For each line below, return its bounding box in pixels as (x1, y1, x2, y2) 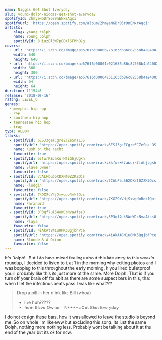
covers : (5, 43, 21, 48)
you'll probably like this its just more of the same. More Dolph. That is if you (5, 270, 155, 276)
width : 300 (13, 66, 36, 71)
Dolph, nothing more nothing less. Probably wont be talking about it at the (5, 324, 151, 330)
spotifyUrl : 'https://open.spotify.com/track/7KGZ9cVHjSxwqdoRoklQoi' (13, 196, 159, 201)
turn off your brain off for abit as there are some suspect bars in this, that (5, 275, 150, 281)
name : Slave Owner (13, 165, 51, 170)
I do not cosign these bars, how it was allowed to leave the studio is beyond (5, 314, 155, 320)
